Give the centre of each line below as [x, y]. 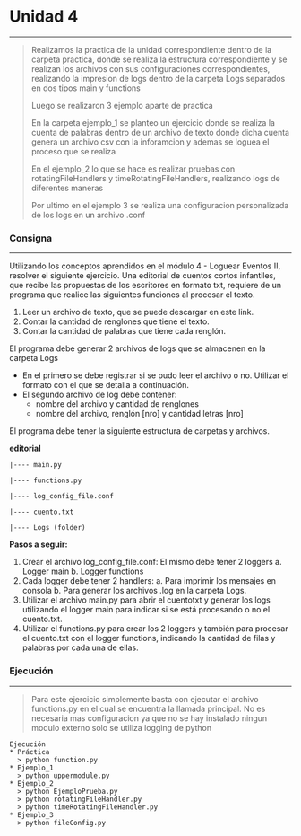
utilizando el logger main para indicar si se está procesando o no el [146, 610]
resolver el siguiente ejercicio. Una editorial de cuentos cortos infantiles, [142, 276]
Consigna [30, 238]
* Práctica [30, 752]
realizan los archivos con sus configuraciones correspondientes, [150, 68]
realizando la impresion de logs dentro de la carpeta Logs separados [158, 78]
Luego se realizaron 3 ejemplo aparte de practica [122, 105]
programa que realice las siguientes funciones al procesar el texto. [132, 295]
